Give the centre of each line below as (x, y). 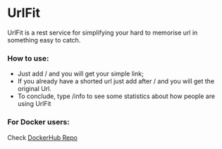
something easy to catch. (44, 40)
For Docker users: (38, 122)
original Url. (34, 89)
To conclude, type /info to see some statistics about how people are (116, 96)
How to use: (28, 58)
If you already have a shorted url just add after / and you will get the (116, 81)
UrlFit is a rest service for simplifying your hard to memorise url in (103, 32)
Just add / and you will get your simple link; (81, 74)
